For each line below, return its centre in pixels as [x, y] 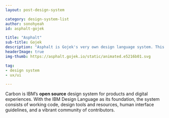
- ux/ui [13, 75]
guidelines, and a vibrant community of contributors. [60, 110]
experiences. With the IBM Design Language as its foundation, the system [82, 99]
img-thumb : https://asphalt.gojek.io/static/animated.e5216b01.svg [78, 56]
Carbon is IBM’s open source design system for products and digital [77, 94]
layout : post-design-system [35, 10]
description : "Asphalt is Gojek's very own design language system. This [85, 47]
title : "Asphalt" [24, 38]
